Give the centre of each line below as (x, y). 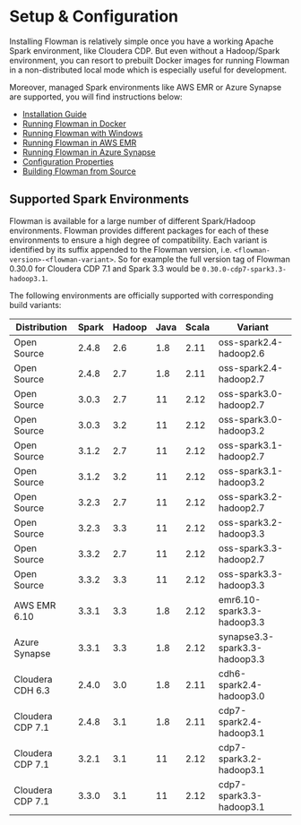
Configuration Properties (68, 161)
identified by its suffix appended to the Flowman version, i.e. (121, 249)
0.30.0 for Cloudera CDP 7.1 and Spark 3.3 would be (105, 268)
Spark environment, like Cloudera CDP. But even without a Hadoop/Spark (145, 50)
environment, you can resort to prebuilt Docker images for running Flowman (149, 60)
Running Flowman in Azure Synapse (89, 152)
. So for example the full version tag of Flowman (202, 259)
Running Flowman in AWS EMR (79, 142)
